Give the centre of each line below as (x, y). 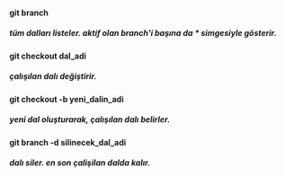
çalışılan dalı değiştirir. (53, 76)
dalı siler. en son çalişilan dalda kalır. (80, 163)
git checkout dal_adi (48, 56)
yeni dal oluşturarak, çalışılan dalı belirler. (90, 119)
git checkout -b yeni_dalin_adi (67, 99)
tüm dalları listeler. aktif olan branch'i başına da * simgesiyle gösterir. (143, 33)
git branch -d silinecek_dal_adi (68, 142)
